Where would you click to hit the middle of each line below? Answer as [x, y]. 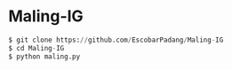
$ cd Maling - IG [36, 48]
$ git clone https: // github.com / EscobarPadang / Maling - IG [116, 40]
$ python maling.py [44, 56]
